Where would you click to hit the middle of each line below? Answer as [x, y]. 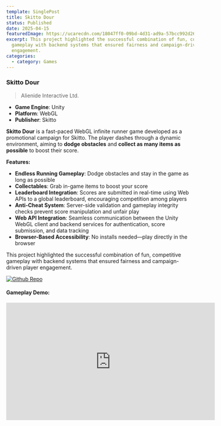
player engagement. [48, 267]
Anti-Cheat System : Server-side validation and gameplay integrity [97, 205]
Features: [18, 162]
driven [14, 267]
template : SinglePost [33, 12]
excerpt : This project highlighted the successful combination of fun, [97, 39]
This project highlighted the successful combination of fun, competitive [94, 255]
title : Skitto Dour [30, 17]
